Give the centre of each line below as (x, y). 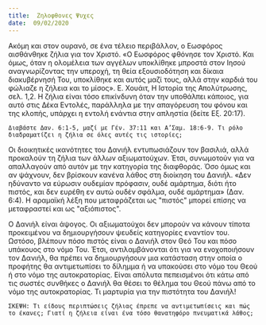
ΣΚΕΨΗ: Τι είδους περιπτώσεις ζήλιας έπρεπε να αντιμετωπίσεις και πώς (129, 306)
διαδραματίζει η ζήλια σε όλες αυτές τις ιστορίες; (95, 135)
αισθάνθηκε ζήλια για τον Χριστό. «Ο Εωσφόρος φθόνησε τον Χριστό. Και (131, 54)
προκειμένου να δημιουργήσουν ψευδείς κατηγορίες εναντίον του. (119, 232)
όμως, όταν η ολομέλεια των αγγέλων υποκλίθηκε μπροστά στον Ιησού (127, 62)
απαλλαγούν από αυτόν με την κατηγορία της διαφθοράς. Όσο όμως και (129, 166)
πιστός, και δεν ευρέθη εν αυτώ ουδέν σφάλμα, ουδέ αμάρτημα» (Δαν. (126, 192)
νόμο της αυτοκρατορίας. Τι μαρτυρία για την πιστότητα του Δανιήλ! (122, 292)
